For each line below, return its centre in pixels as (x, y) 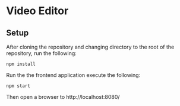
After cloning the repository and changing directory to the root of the (90, 47)
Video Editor (37, 11)
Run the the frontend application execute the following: (73, 75)
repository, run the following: (42, 53)
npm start (18, 86)
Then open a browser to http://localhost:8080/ (63, 97)
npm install (21, 64)
